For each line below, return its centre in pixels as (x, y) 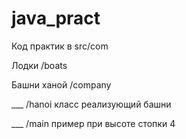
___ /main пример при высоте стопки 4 (93, 123)
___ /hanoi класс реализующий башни (91, 104)
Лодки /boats (39, 65)
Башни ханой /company (61, 84)
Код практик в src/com (60, 46)
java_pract (56, 18)
